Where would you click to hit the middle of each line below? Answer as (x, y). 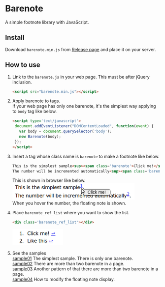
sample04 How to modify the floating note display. (63, 279)
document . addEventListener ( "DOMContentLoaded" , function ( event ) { (84, 126)
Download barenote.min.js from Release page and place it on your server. (81, 49)
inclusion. (22, 82)
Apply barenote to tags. (36, 101)
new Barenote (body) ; (40, 137)
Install (15, 38)
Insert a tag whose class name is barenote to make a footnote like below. (86, 156)
